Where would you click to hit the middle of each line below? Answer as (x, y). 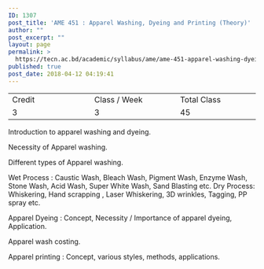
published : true (35, 67)
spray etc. (24, 202)
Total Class (201, 99)
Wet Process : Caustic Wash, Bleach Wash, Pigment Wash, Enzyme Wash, (128, 177)
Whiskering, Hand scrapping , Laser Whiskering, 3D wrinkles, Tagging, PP (128, 194)
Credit (24, 99)
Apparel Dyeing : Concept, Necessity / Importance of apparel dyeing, (120, 218)
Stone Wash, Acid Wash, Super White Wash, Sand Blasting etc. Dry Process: (132, 186)
